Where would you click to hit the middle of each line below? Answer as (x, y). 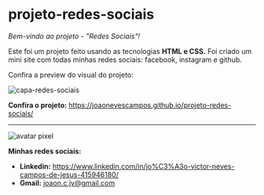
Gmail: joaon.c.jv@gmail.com (67, 182)
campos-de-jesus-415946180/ (69, 175)
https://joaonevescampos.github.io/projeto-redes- (150, 105)
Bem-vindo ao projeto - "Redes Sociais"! (74, 36)
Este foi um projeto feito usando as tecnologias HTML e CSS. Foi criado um (130, 51)
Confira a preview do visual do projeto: (71, 74)
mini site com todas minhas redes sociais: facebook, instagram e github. (125, 60)
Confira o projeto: (38, 105)
